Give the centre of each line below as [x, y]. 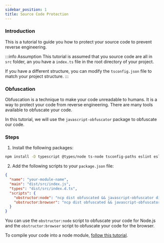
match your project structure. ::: [37, 76]
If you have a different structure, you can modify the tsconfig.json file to [79, 71]
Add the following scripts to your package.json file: [63, 166]
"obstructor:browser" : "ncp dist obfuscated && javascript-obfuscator [87, 202]
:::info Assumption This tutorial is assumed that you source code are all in [79, 56]
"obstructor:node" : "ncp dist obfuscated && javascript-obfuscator [84, 198]
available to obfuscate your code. [39, 110]
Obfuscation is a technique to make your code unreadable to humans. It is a [81, 100]
